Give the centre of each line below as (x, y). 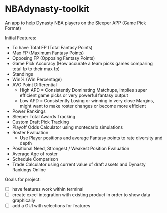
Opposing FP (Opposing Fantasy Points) (54, 58)
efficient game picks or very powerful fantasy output (74, 95)
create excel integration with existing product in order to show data (81, 195)
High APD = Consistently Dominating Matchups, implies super (83, 90)
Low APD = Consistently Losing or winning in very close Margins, (87, 100)
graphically (24, 200)
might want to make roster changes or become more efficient (83, 106)
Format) (13, 28)
